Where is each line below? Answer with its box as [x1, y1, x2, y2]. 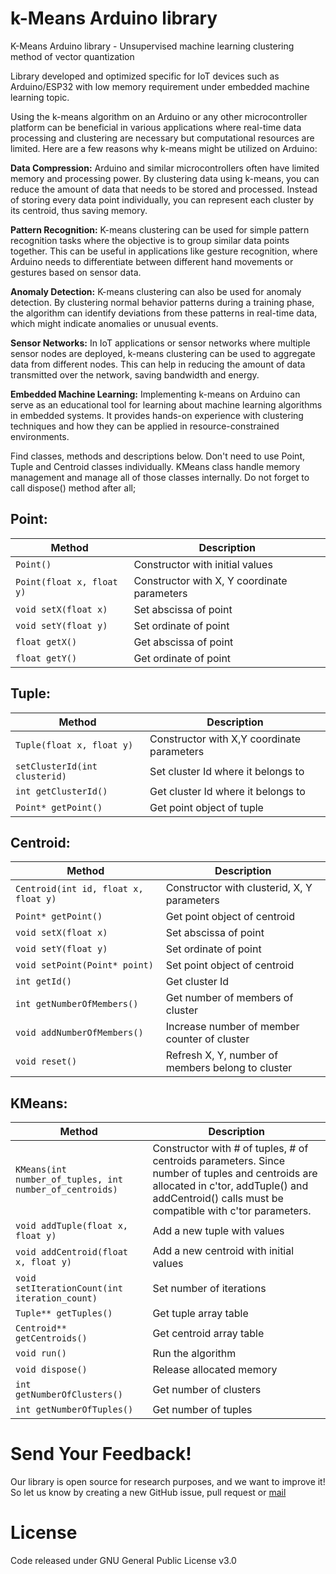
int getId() [15, 976, 73, 987]
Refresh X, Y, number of [165, 1048, 279, 1062]
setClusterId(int [15, 760, 98, 772]
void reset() [15, 1056, 78, 1067]
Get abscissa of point [133, 635, 234, 649]
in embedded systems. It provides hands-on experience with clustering [10, 409, 304, 421]
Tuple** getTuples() [15, 1308, 113, 1319]
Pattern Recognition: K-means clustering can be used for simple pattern [10, 223, 310, 236]
